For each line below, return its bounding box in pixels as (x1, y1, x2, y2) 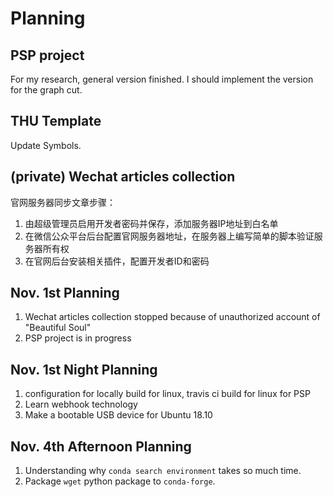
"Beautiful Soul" (24, 322, 92, 334)
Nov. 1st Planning (10, 285, 120, 302)
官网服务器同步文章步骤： (10, 196, 116, 208)
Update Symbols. (10, 139, 82, 151)
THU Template (10, 113, 102, 130)
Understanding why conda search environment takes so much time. (24, 465, 302, 477)
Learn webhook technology (24, 398, 138, 411)
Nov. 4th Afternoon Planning (10, 438, 192, 455)
